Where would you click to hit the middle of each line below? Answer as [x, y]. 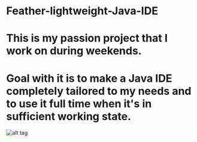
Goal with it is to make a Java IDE [89, 78]
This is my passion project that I [87, 38]
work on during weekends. [74, 51]
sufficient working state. [69, 116]
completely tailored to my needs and [99, 91]
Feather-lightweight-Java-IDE [82, 11]
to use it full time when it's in [79, 104]
